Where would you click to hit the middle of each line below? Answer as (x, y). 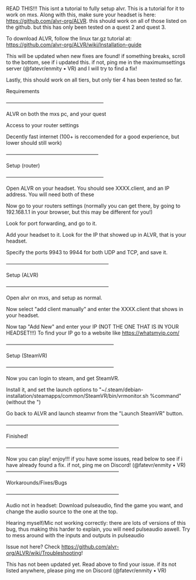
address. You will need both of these (50, 195)
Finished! (17, 436)
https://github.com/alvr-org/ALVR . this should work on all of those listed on (97, 21)
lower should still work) (34, 143)
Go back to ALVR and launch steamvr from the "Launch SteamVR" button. (95, 413)
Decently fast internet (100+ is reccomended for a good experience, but (93, 137)
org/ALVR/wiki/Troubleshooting (44, 553)
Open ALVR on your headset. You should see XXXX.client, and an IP (88, 188)
